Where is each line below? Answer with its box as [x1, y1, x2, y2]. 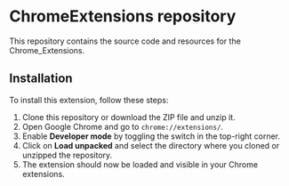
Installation [9, 71, 73, 86]
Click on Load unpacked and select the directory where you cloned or [21, 140, 280, 150]
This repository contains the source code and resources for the [9, 36, 242, 46]
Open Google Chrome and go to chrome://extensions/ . [21, 121, 224, 132]
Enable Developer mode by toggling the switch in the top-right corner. [21, 131, 281, 142]
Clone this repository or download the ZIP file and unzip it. [21, 111, 236, 122]
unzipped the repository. [21, 150, 113, 160]
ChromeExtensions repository [9, 6, 237, 27]
